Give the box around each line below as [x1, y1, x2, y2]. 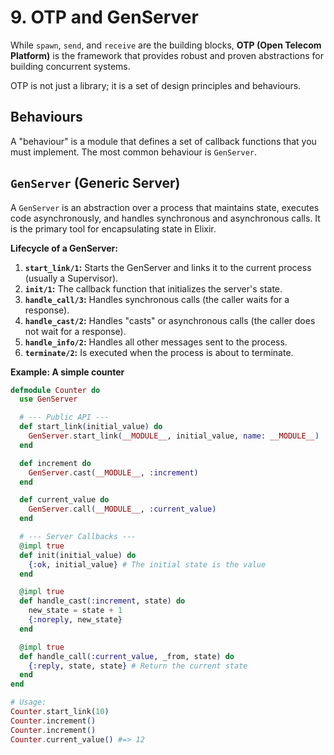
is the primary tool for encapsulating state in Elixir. [10, 222, 217, 235]
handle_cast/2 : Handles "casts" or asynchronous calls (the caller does [24, 314, 316, 326]
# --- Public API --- [19, 412, 110, 423]
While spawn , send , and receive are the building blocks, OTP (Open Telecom [10, 39, 322, 51]
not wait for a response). [24, 325, 127, 337]
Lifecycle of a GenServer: [10, 242, 118, 254]
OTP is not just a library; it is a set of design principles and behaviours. [10, 79, 302, 91]
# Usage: [10, 697, 47, 708]
